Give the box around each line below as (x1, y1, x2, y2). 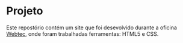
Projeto (6, 4, 43, 18)
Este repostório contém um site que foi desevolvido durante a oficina (6, 24, 178, 31)
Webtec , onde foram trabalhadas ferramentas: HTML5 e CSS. (6, 30, 159, 37)
